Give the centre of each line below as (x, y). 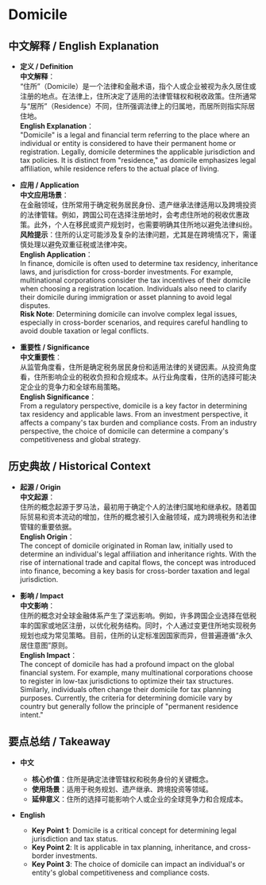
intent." (31, 714)
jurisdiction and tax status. (75, 838)
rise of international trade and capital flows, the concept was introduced (138, 562)
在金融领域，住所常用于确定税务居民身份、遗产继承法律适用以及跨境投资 (138, 205)
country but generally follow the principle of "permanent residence (129, 706)
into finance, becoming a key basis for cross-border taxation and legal (135, 571)
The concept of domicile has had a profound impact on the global (127, 664)
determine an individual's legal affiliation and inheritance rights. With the (138, 554)
